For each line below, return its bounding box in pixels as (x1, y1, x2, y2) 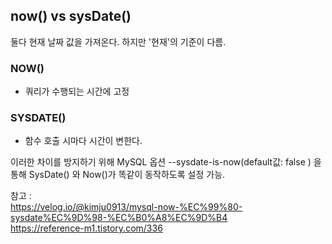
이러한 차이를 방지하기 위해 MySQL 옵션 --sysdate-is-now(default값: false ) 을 (10, 156, 322, 168)
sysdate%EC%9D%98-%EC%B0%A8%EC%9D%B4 (10, 212, 228, 224)
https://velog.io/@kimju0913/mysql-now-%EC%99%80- (10, 201, 243, 213)
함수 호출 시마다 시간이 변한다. (24, 135, 143, 147)
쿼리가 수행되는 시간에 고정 (24, 85, 130, 98)
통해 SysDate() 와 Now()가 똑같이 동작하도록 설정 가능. (10, 169, 226, 181)
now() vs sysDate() (10, 8, 132, 25)
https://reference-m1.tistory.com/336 (10, 222, 163, 234)
